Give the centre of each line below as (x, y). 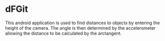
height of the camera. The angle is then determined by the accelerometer (81, 28)
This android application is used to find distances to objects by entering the (83, 23)
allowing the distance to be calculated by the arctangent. (64, 33)
